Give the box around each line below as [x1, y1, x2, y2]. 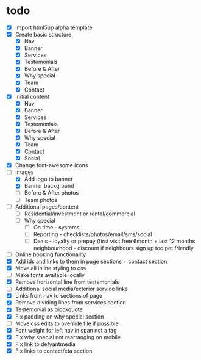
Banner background [24, 182, 74, 190]
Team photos [24, 196, 58, 203]
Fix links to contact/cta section [15, 347, 93, 355]
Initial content [15, 93, 50, 100]
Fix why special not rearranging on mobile [15, 333, 121, 340]
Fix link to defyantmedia [15, 340, 76, 348]
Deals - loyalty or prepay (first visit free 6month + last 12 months [33, 237, 196, 245]
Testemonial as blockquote [15, 306, 83, 313]
